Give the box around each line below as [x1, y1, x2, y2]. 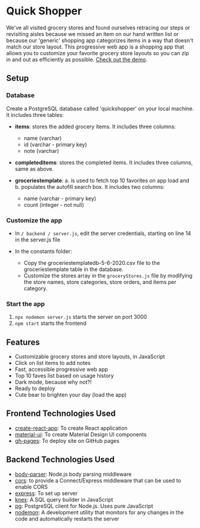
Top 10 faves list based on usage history [14, 372, 115, 379]
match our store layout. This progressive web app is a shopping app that [6, 43, 184, 50]
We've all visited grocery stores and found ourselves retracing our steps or [6, 24, 190, 31]
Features [6, 337, 40, 347]
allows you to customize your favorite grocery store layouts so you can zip [6, 49, 189, 56]
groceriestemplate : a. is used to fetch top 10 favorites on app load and [14, 177, 190, 184]
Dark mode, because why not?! [14, 379, 92, 386]
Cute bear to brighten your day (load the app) [14, 391, 127, 399]
